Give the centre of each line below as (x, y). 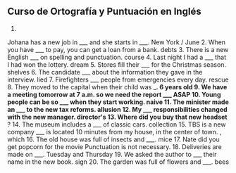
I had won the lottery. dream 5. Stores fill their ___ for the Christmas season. (117, 64)
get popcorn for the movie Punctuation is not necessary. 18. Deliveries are (114, 146)
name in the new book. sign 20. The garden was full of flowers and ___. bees (118, 162)
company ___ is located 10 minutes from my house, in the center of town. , (114, 132)
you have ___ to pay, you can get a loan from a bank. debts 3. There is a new (118, 49)
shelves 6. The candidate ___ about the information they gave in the (105, 72)
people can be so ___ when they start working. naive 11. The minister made (118, 102)
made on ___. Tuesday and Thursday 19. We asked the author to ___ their (112, 154)
